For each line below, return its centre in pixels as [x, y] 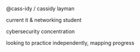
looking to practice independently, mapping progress [70, 43]
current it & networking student [44, 20]
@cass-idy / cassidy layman [40, 9]
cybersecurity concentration [41, 31]
